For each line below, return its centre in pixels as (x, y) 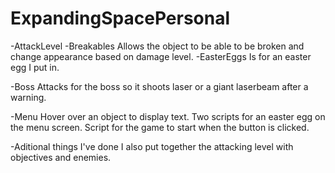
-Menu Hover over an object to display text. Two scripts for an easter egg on (168, 116)
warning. (28, 97)
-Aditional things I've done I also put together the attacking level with (152, 146)
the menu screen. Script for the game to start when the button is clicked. (160, 127)
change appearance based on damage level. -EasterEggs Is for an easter (161, 56)
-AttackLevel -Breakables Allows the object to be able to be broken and (157, 46)
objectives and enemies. (61, 157)
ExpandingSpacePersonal (120, 18)
